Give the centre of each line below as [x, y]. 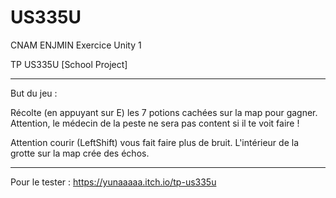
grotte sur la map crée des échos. [80, 153]
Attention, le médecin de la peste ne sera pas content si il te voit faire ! [155, 123]
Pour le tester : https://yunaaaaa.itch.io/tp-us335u [113, 182]
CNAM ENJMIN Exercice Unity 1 [76, 45]
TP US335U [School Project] [69, 64]
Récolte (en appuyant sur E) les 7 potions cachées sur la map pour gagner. [164, 112]
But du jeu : [34, 93]
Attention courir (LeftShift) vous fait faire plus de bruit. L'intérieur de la [155, 142]
